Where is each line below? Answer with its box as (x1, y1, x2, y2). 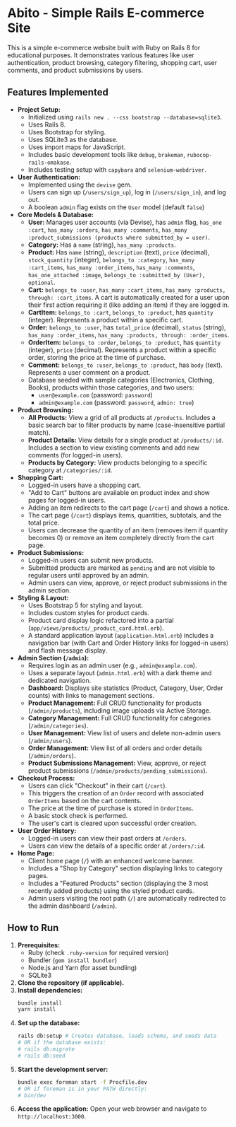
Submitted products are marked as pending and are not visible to (27, 563, 216, 572)
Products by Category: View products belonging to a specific (27, 458, 208, 467)
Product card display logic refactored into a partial (27, 616, 174, 624)
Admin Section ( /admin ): (17, 653, 89, 662)
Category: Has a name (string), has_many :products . (27, 240, 176, 249)
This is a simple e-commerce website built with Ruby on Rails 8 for (7, 43, 201, 52)
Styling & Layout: (17, 593, 69, 602)
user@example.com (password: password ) (38, 390, 153, 399)
